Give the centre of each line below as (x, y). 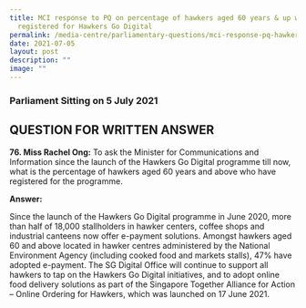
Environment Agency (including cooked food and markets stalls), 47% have (151, 255)
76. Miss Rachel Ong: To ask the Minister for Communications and (134, 152)
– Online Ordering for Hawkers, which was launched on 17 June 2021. (140, 293)
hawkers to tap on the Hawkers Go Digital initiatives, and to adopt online (145, 274)
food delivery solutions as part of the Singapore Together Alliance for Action (153, 284)
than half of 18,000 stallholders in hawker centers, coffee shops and (137, 226)
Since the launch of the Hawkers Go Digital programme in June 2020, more (150, 216)
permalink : (30, 35)
